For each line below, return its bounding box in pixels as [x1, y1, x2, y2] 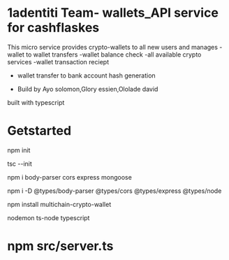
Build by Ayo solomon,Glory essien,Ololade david [17, 85, 158, 93]
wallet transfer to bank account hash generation [17, 71, 156, 80]
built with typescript [7, 98, 65, 106]
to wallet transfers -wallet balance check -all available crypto [25, 50, 202, 59]
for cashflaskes [7, 20, 100, 36]
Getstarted [7, 123, 72, 139]
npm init [7, 145, 31, 154]
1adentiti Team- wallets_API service [7, 5, 219, 21]
